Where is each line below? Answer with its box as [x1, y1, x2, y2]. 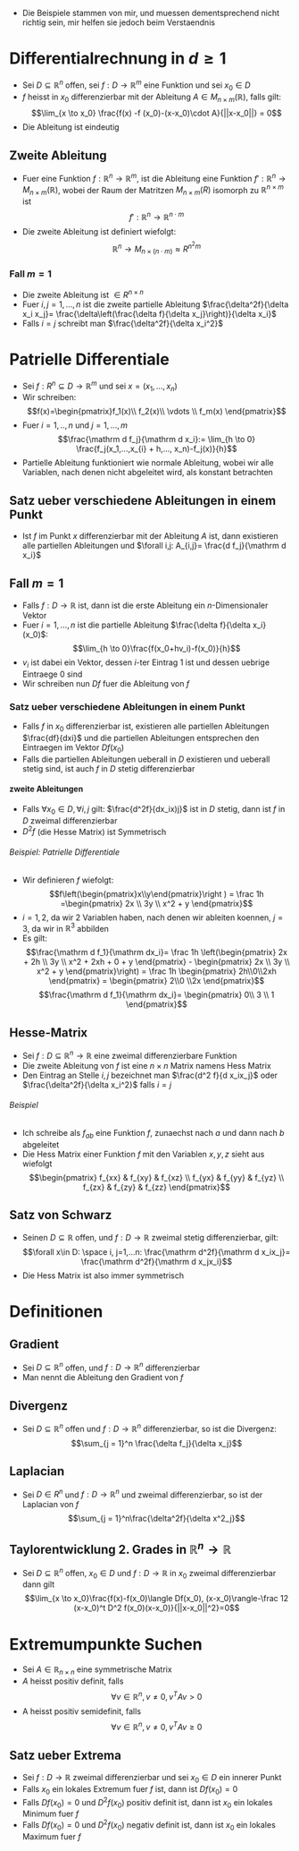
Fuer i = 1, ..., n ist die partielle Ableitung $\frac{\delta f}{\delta [21, 619, 252, 630]
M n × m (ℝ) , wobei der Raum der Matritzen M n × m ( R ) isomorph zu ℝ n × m [21, 183, 284, 198]
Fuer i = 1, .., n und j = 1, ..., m [21, 420, 128, 431]
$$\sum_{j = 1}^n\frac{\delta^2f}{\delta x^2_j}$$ [68, 1513, 245, 1524]
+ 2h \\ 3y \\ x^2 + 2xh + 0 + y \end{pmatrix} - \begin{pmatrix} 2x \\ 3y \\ [23, 957, 290, 968]
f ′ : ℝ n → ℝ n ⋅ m [129, 210, 185, 222]
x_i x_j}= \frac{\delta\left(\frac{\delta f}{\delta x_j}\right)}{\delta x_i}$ [21, 309, 277, 320]
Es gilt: [21, 933, 47, 943]
